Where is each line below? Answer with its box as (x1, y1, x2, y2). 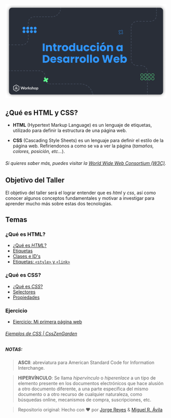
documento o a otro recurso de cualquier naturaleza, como (17, 391, 142, 397)
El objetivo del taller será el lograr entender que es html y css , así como (5, 189, 156, 196)
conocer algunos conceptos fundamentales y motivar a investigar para (5, 195, 155, 201)
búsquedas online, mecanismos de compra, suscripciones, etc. (17, 396, 152, 403)
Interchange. (17, 365, 45, 371)
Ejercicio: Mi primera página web (12, 319, 82, 325)
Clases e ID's (12, 253, 41, 259)
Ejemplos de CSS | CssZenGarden (5, 330, 78, 336)
